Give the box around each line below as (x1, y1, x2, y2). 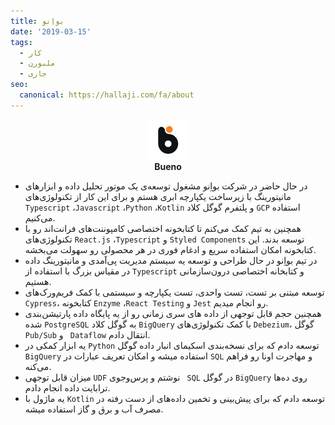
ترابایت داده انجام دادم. (24, 381, 111, 394)
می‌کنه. (24, 360, 52, 372)
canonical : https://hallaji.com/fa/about (19, 90, 195, 100)
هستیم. (24, 275, 52, 287)
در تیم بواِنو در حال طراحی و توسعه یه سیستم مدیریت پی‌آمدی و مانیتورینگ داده (24, 254, 318, 266)
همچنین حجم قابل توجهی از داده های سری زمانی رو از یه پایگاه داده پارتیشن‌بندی (24, 307, 322, 319)
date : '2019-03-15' (10, 26, 92, 37)
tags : (10, 37, 33, 47)
